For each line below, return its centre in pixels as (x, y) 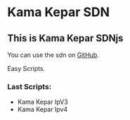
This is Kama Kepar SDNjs (65, 38)
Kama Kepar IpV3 (43, 102)
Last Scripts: (30, 86)
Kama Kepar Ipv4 (43, 109)
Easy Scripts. (26, 68)
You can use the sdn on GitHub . (53, 55)
